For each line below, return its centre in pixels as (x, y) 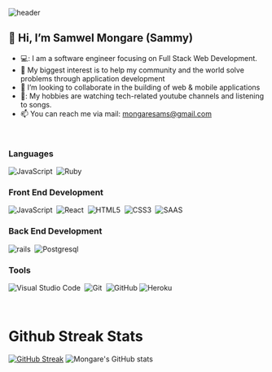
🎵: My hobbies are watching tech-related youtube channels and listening (142, 96)
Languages (31, 153)
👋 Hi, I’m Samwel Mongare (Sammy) (101, 38)
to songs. (36, 104)
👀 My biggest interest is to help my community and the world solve (132, 70)
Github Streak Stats (76, 337)
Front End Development (56, 193)
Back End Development (55, 231)
